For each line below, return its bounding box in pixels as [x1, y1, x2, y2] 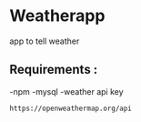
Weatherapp [9, 5, 106, 26]
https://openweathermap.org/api [9, 104, 132, 113]
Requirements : [9, 62, 98, 77]
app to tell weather [9, 36, 80, 46]
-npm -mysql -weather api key [9, 86, 125, 97]
